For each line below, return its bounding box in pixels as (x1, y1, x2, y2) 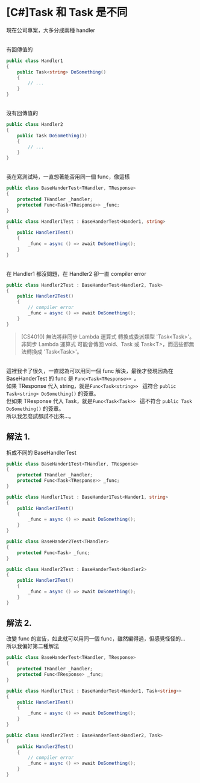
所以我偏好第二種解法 (6, 643, 59, 650)
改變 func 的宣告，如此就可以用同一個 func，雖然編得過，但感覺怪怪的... (6, 635, 186, 642)
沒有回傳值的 (6, 110, 38, 117)
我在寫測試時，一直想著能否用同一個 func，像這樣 (6, 173, 130, 181)
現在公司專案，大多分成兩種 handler (6, 27, 95, 34)
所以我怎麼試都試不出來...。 (6, 412, 75, 419)
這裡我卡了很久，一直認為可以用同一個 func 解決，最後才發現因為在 (6, 367, 173, 374)
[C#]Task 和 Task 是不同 (6, 5, 128, 19)
